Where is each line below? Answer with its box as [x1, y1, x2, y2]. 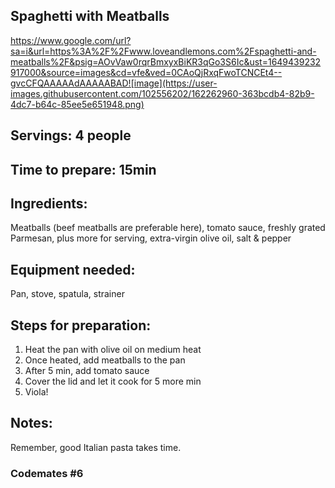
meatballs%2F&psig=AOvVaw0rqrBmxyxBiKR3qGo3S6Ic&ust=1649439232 [10, 55, 322, 68]
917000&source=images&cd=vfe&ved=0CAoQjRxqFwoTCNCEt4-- [10, 66, 283, 78]
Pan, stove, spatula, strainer [10, 288, 125, 300]
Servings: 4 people [10, 127, 132, 144]
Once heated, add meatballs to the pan [24, 354, 186, 366]
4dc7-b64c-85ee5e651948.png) [10, 98, 145, 110]
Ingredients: [10, 195, 88, 212]
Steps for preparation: [10, 317, 152, 334]
